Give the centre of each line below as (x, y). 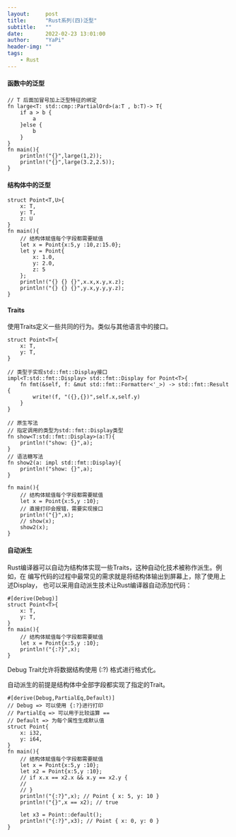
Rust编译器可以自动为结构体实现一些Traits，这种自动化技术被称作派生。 (112, 567)
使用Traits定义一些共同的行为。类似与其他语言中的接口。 (90, 327)
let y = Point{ (42, 251)
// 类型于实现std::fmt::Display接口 (58, 372)
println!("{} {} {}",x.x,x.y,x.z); (72, 282)
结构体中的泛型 (29, 185)
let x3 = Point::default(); (61, 814)
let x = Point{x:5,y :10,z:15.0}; (71, 245)
